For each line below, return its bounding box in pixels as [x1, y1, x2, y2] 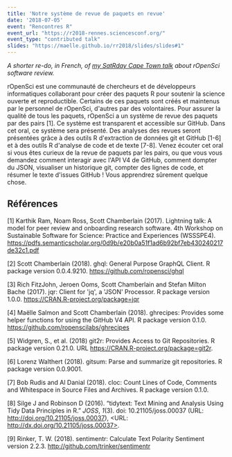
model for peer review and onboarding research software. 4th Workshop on [7, 223, 224, 232]
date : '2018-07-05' [7, 17, 64, 24]
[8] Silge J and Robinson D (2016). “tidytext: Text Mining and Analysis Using [7, 399, 224, 407]
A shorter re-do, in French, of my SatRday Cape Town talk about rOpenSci [7, 62, 220, 69]
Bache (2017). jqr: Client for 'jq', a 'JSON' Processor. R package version [7, 287, 210, 295]
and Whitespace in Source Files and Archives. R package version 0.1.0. [7, 386, 209, 394]
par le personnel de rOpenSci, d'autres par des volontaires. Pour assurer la [7, 105, 221, 112]
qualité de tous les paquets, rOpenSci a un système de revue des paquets [7, 112, 218, 120]
